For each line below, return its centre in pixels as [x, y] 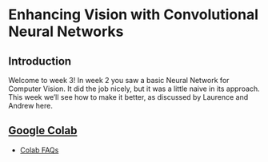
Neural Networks [66, 32]
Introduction [40, 61]
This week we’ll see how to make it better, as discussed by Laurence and [128, 97]
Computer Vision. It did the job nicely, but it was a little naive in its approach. [134, 89]
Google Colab [43, 130]
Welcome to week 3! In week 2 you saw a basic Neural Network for [119, 80]
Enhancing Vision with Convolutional [133, 15]
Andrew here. [31, 106]
